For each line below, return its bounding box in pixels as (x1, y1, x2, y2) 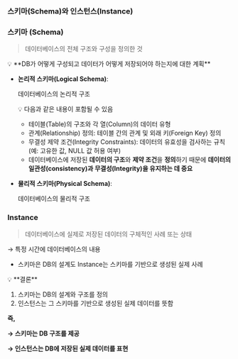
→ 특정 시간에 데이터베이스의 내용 (7, 245, 101, 253)
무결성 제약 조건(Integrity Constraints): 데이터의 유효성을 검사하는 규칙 (28, 138, 226, 146)
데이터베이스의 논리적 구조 (17, 90, 91, 99)
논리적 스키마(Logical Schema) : (17, 74, 109, 83)
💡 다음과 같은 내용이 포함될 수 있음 (17, 105, 114, 114)
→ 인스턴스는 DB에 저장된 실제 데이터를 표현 (7, 344, 129, 353)
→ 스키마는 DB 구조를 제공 (7, 328, 80, 338)
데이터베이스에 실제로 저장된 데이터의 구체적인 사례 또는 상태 (24, 229, 193, 238)
